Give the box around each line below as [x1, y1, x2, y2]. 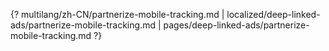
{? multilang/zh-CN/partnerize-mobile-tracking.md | [10, 9, 225, 20]
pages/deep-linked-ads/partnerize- [163, 19, 310, 31]
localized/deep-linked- [226, 9, 321, 20]
